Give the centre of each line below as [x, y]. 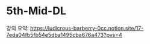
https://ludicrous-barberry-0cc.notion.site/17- [87, 28]
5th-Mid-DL [36, 11]
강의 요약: [17, 28]
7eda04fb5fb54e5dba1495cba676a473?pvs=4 [64, 34]
